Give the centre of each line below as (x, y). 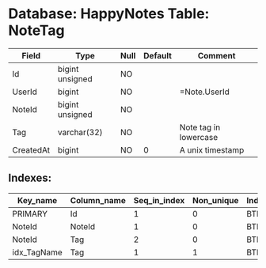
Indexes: (30, 178)
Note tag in (200, 127)
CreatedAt (31, 149)
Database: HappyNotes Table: (109, 14)
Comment (217, 55)
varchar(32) (80, 132)
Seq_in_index (159, 200)
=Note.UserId (204, 92)
